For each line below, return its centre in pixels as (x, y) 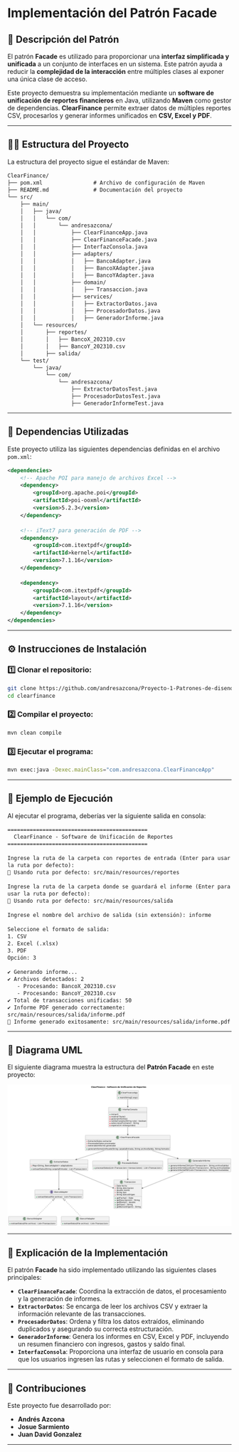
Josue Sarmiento (43, 1426)
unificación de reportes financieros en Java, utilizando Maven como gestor (119, 100)
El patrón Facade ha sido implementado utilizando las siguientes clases (112, 1270)
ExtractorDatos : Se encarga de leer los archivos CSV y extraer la (113, 1306)
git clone (22, 688)
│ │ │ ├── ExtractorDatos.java (89, 304)
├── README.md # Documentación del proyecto (95, 190)
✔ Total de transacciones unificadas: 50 (70, 1000)
